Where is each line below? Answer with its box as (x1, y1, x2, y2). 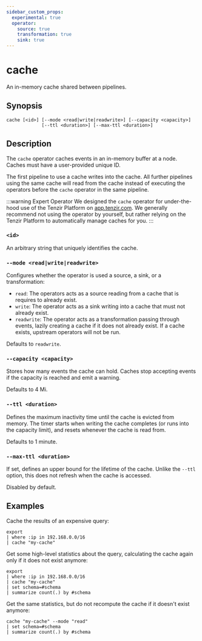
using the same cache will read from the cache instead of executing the (6, 180, 186, 187)
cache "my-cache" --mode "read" (6, 618, 88, 625)
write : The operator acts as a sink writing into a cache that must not (15, 303, 186, 310)
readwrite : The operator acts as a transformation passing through (15, 316, 180, 323)
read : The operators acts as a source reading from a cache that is (15, 290, 179, 297)
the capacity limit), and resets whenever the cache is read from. (6, 426, 166, 434)
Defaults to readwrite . (6, 340, 61, 347)
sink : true (17, 37, 45, 43)
